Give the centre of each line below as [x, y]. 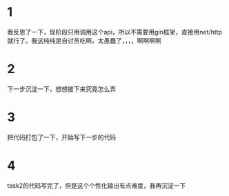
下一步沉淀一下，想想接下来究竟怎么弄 [61, 89]
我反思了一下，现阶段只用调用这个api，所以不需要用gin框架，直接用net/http [115, 32]
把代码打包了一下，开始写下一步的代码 [61, 137]
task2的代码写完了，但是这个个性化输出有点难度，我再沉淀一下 [97, 185]
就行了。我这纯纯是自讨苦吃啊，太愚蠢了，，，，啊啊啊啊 [84, 40]
